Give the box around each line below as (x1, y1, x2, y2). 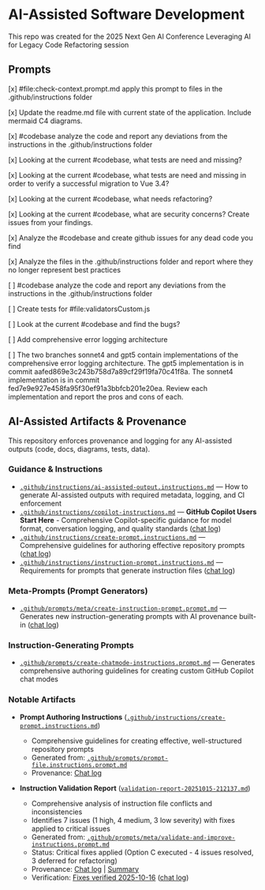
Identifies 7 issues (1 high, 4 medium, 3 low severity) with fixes (31, 815, 235, 824)
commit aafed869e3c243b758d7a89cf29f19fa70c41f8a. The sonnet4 (8, 366, 234, 376)
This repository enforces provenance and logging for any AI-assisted (8, 436, 233, 445)
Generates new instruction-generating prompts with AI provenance (19, 612, 238, 621)
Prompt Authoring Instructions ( (19, 712, 128, 722)
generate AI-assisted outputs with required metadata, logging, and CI (19, 490, 245, 499)
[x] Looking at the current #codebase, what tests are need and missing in (8, 170, 247, 179)
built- (239, 612, 256, 621)
